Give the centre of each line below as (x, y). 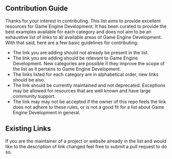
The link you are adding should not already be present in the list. (81, 52)
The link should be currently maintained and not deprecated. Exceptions (89, 85)
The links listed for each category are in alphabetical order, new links (86, 74)
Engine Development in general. (46, 112)
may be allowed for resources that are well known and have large (82, 91)
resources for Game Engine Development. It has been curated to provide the (86, 26)
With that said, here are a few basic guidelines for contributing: (72, 43)
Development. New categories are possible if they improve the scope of (89, 63)
